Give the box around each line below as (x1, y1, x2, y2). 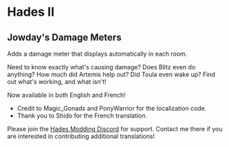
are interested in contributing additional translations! (7, 132, 155, 140)
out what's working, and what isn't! (7, 78, 107, 86)
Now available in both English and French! (7, 91, 126, 99)
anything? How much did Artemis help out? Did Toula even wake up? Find (7, 70, 215, 78)
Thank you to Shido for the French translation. (17, 111, 148, 120)
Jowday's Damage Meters (7, 32, 122, 43)
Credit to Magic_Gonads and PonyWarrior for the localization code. (17, 104, 207, 112)
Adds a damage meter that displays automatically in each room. (7, 49, 188, 58)
